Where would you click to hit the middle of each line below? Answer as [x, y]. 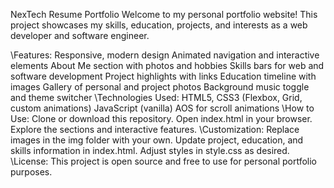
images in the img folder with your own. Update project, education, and [157, 140]
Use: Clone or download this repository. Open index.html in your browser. [161, 118]
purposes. [31, 172]
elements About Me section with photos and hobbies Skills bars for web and [167, 65]
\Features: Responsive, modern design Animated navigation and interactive [165, 55]
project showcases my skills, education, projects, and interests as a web [159, 25]
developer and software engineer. [80, 35]
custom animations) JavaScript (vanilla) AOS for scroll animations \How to [162, 108]
